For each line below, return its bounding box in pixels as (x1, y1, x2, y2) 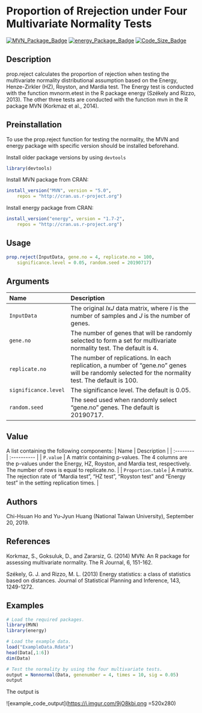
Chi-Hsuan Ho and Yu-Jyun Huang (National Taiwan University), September (6, 512, 194, 519)
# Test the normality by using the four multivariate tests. (6, 666, 163, 672)
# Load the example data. (6, 638, 71, 644)
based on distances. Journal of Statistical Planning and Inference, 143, (6, 577, 181, 584)
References (6, 536, 50, 546)
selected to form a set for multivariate (70, 337, 177, 345)
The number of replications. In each (70, 353, 171, 362)
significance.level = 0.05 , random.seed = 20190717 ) (17, 260, 152, 266)
